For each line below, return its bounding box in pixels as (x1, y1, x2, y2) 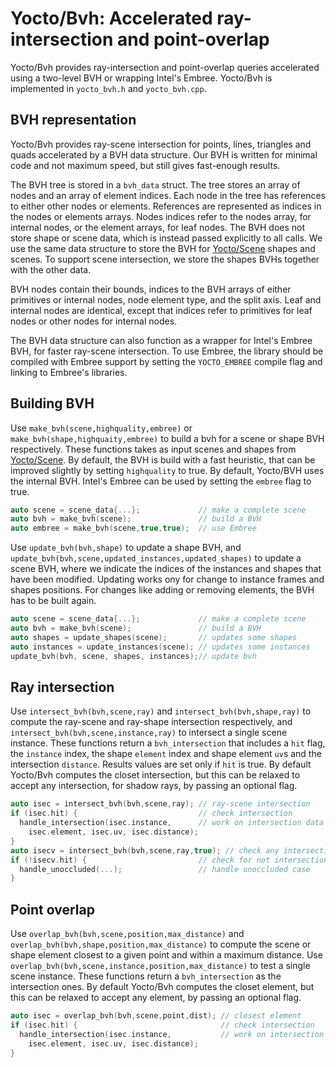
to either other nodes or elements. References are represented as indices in (10, 200, 322, 212)
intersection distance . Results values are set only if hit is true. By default (10, 758, 312, 771)
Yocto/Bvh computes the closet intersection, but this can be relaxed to (10, 769, 301, 781)
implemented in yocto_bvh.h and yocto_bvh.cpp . (10, 82, 207, 94)
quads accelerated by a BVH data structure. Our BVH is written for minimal (10, 148, 318, 161)
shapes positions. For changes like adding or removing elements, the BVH (10, 584, 315, 596)
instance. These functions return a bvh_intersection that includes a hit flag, (10, 737, 326, 749)
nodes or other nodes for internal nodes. (10, 315, 178, 327)
